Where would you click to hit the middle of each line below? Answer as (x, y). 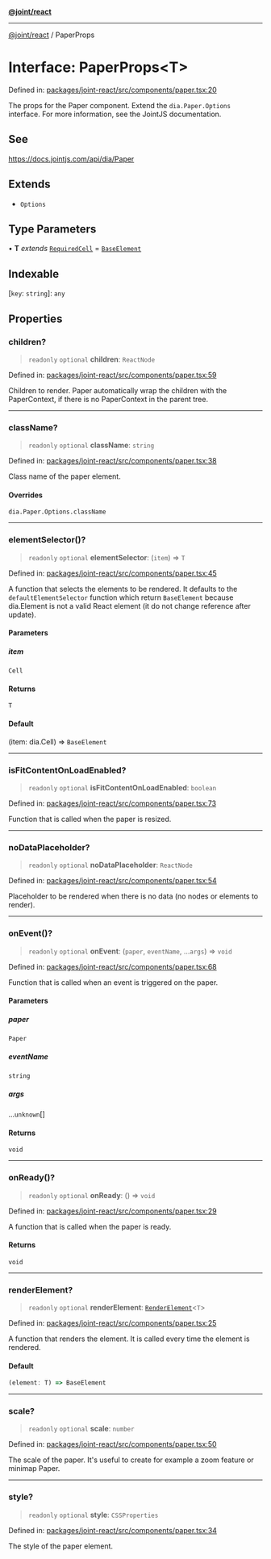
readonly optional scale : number (81, 1429)
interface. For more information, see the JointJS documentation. (115, 114)
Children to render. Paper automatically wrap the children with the (118, 390)
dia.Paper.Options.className (57, 512)
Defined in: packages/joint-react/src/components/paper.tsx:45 (113, 573)
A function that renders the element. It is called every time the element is (129, 1339)
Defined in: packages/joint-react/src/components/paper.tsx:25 (113, 1323)
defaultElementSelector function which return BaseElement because (121, 597)
